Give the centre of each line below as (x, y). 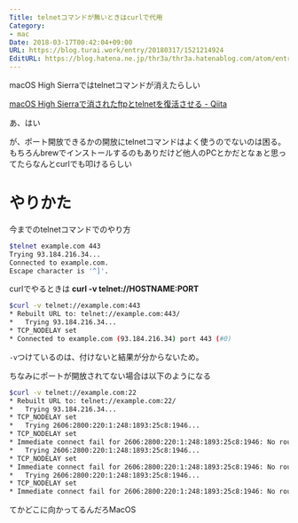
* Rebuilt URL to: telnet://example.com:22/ (93, 400)
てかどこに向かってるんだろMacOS (73, 510)
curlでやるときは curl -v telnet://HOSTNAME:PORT (104, 289)
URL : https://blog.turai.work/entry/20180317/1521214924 (117, 51)
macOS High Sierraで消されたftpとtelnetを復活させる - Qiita (118, 104)
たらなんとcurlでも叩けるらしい (74, 164)
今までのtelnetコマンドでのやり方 (70, 229)
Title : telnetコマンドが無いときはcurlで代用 (86, 17)
